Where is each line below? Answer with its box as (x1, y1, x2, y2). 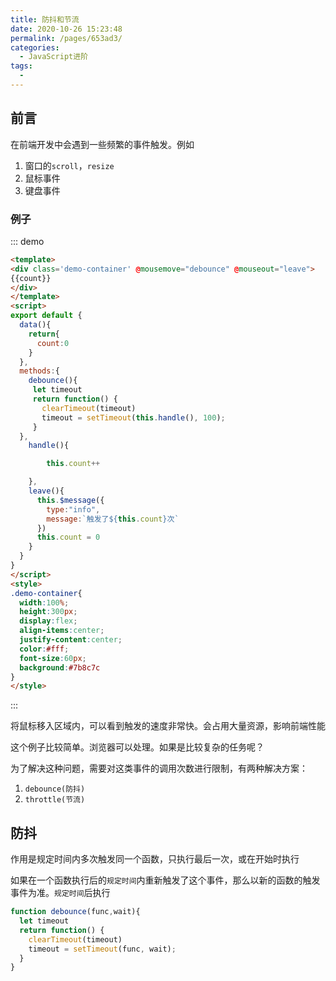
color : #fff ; (19, 644, 70, 654)
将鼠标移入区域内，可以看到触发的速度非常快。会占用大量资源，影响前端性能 (10, 720, 326, 732)
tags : (10, 61, 33, 71)
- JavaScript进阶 (19, 52, 89, 62)
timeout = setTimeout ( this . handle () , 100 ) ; (41, 412, 226, 423)
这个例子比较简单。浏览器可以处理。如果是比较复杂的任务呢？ (10, 741, 265, 753)
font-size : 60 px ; (19, 653, 87, 663)
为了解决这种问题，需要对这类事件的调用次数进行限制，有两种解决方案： (10, 762, 308, 775)
